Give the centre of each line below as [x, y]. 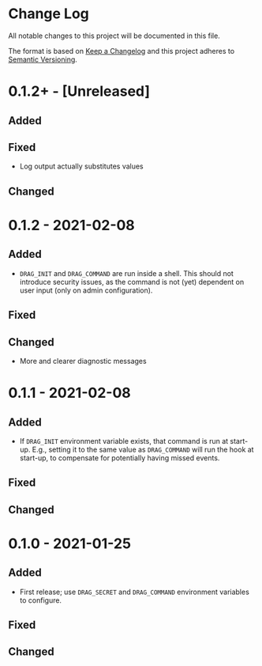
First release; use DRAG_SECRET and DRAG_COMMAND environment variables [135, 592]
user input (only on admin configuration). [86, 290]
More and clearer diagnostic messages [83, 361]
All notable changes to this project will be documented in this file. [114, 36]
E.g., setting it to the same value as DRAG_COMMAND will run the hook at [143, 449]
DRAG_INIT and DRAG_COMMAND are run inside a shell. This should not [127, 273]
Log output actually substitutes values [81, 166]
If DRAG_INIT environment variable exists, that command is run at [124, 441]
